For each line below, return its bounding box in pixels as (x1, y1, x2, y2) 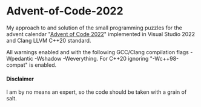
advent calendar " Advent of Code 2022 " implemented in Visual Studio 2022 (6, 30, 196, 37)
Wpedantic (6, 55, 33, 62)
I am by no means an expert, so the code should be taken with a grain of (6, 88, 187, 96)
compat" (6, 61, 28, 69)
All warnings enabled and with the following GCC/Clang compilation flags (6, 48, 189, 55)
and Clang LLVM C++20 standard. (6, 37, 91, 44)
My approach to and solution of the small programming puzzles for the (6, 24, 183, 31)
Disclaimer (6, 75, 35, 82)
